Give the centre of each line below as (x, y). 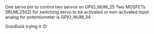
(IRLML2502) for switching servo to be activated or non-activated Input (77, 12)
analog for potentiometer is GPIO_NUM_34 (48, 17)
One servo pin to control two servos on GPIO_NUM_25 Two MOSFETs (75, 7)
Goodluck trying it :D (26, 26)
